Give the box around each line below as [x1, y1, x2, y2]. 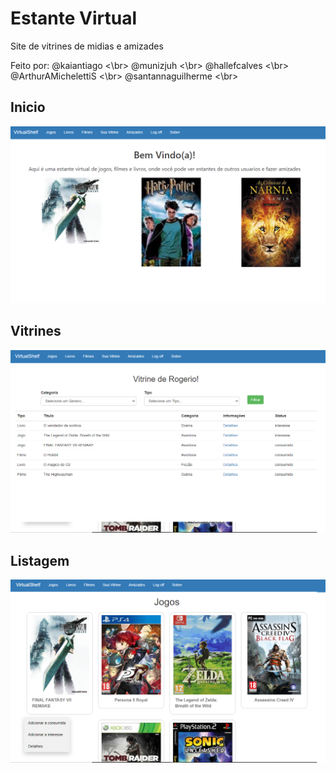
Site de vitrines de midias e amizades [10, 40, 164, 52]
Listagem [10, 552, 70, 569]
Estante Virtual [10, 7, 138, 30]
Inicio [10, 99, 46, 116]
